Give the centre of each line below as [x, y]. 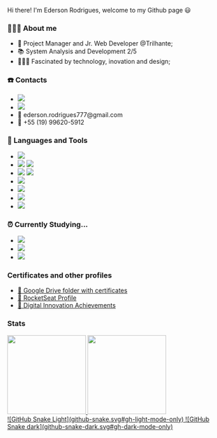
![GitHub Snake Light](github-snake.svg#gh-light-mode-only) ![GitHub [108, 419]
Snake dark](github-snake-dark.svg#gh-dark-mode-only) [90, 426]
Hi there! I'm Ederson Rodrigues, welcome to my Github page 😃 [99, 10]
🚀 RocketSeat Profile [47, 298]
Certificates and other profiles [60, 275]
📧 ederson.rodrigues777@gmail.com [70, 114]
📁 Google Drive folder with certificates [72, 291]
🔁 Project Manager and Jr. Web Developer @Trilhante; [95, 43]
